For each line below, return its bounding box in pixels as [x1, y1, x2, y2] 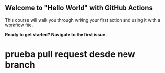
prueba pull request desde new [5, 49, 136, 60]
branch [5, 59, 36, 70]
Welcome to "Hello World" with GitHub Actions [5, 4, 153, 12]
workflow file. [5, 22, 33, 28]
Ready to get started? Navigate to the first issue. [5, 31, 107, 37]
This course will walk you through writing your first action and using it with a [5, 17, 161, 23]
